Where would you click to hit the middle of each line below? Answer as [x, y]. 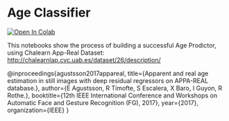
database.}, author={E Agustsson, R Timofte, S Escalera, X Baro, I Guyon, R [115, 88]
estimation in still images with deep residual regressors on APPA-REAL [108, 80]
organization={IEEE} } [38, 110]
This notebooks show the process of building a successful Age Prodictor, [112, 45]
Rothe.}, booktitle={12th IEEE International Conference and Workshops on [112, 95]
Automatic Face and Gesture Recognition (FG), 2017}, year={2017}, [103, 102]
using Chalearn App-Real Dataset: [56, 53]
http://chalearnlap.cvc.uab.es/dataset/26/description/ [84, 59]
